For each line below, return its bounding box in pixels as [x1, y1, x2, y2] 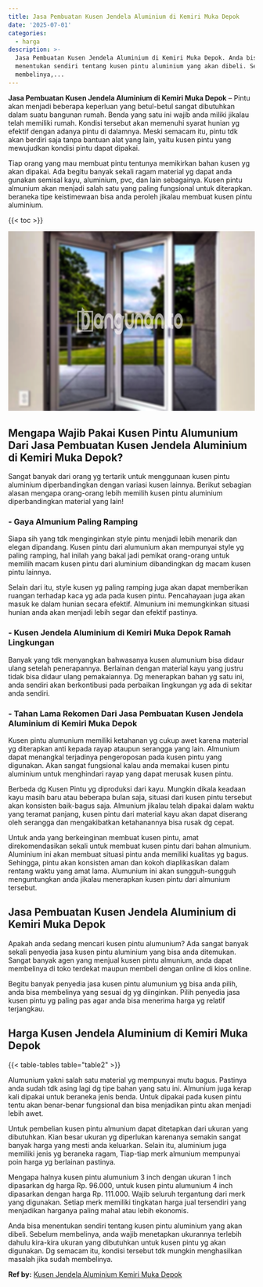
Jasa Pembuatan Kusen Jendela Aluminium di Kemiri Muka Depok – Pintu [8, 93, 250, 102]
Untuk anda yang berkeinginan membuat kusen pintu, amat [8, 832, 200, 842]
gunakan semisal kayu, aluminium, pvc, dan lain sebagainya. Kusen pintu [8, 175, 243, 185]
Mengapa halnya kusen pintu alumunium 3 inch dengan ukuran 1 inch [8, 1172, 232, 1182]
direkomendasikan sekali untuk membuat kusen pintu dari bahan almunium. [8, 841, 252, 850]
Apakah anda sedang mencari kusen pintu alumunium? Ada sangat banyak [8, 938, 249, 948]
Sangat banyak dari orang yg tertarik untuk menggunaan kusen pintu [8, 472, 230, 481]
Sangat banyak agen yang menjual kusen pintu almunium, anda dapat [8, 955, 232, 965]
